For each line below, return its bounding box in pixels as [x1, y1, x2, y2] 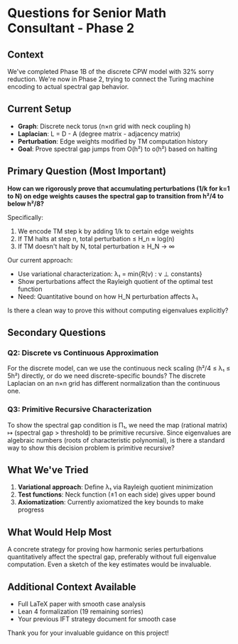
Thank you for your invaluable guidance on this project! [7, 628, 169, 638]
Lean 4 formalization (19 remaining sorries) [17, 607, 144, 616]
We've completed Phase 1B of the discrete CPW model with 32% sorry [7, 68, 215, 75]
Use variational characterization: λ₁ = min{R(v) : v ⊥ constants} [17, 269, 202, 278]
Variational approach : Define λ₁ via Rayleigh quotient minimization [17, 482, 213, 492]
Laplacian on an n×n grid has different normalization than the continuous [7, 379, 220, 388]
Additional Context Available [7, 581, 136, 593]
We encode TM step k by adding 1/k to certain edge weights [17, 226, 194, 236]
